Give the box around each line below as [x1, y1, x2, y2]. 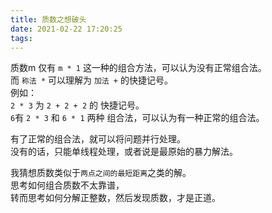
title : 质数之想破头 [10, 14, 87, 25]
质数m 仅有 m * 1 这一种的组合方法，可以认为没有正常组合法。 [10, 62, 267, 74]
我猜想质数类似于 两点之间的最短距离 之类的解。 [10, 167, 192, 179]
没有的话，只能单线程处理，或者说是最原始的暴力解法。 [10, 146, 238, 158]
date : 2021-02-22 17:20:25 [10, 24, 123, 34]
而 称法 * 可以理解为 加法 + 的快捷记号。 [10, 74, 173, 86]
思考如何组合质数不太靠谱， [10, 179, 125, 191]
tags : [10, 33, 33, 43]
